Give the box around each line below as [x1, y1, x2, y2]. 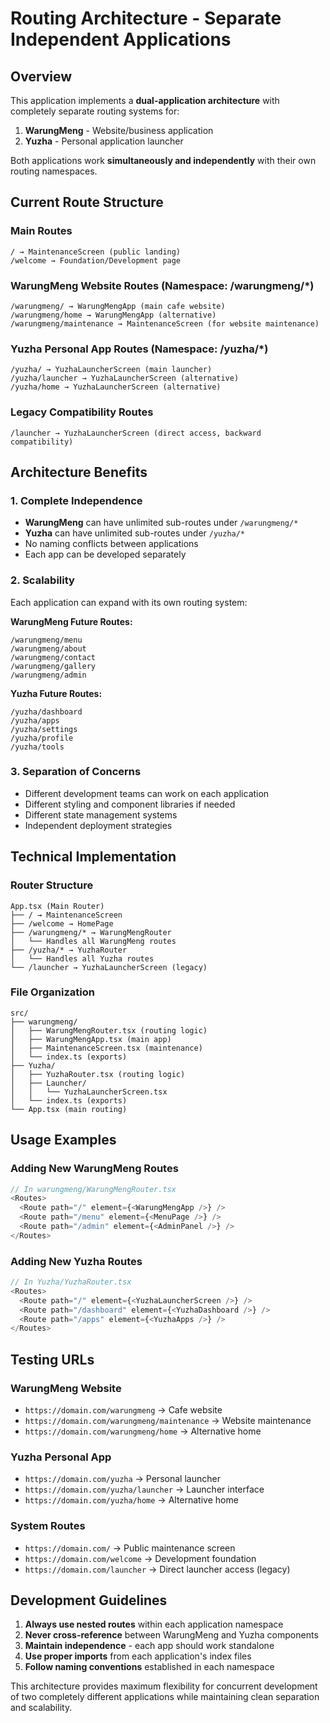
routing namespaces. [10, 165, 98, 177]
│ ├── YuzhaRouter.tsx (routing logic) [10, 1069, 186, 1079]
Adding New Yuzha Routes [10, 1254, 143, 1268]
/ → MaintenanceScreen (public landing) [10, 247, 182, 257]
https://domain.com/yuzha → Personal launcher [24, 1473, 221, 1485]
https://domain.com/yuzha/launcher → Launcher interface [24, 1483, 265, 1496]
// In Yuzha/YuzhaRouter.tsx [10, 1277, 132, 1287]
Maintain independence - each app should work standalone [24, 1640, 275, 1652]
